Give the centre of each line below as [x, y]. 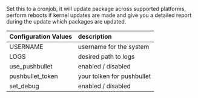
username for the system [114, 47]
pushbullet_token [34, 76]
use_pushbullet [31, 66]
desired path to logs [106, 57]
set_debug [24, 86]
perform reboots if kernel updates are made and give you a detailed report [99, 15]
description [95, 37]
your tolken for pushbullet [114, 76]
